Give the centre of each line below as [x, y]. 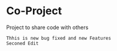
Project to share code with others [47, 27]
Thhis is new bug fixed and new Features [59, 38]
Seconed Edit [22, 43]
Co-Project [34, 11]
